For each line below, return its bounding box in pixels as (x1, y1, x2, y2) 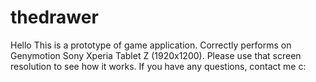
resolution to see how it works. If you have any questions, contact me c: (10, 60, 307, 72)
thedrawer (10, 6, 99, 29)
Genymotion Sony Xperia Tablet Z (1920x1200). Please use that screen (10, 49, 302, 61)
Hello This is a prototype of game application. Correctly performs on (10, 39, 292, 51)
